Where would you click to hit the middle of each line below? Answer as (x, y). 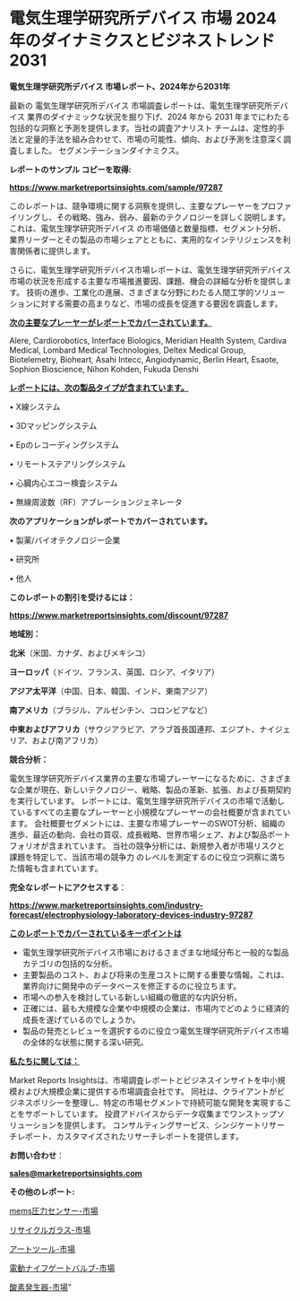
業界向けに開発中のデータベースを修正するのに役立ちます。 (132, 986)
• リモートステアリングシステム (68, 464)
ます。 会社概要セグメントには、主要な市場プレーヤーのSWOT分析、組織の (147, 823)
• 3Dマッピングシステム (53, 425)
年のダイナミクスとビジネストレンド (142, 41)
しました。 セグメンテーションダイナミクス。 (100, 150)
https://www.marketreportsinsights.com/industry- (107, 905)
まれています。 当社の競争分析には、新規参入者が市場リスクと (171, 845)
